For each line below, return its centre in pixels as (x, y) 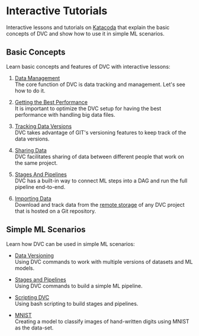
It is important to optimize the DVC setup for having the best (88, 108)
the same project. (36, 163)
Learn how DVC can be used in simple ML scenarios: (70, 244)
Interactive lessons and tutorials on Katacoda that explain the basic (88, 27)
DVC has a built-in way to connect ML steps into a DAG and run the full (101, 180)
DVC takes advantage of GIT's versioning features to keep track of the (100, 132)
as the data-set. (34, 328)
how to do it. (30, 91)
